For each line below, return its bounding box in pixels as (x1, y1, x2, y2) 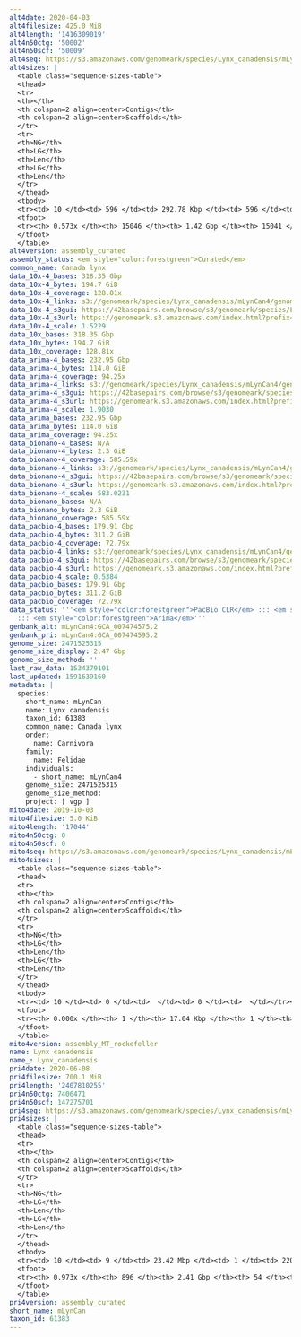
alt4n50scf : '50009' (9, 47, 87, 56)
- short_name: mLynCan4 (32, 773, 123, 782)
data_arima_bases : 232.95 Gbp (9, 414, 123, 423)
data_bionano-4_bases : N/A (9, 439, 110, 448)
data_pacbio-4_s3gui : (9, 555, 90, 564)
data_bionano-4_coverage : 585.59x (9, 455, 139, 465)
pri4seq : (9, 1105, 42, 1115)
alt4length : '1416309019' (9, 30, 106, 39)
